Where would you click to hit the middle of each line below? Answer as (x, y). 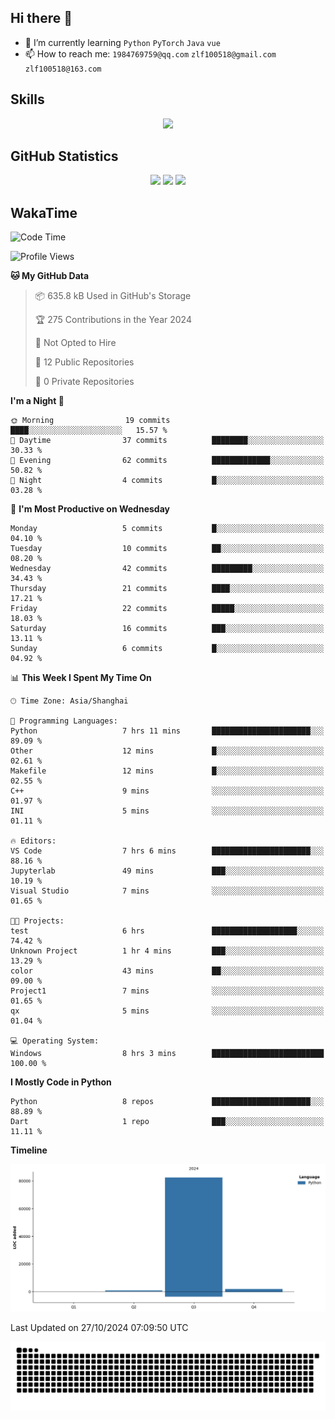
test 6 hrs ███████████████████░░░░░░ (167, 931)
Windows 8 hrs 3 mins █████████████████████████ (167, 1054)
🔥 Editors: (33, 841)
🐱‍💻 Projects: (37, 921)
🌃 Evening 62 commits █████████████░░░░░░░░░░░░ (167, 461)
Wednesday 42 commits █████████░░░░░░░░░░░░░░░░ (167, 569)
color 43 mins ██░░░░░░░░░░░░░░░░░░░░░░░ (167, 971)
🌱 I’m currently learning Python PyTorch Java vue (122, 42)
